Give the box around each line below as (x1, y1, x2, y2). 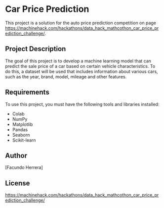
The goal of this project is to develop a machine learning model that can (5, 58, 152, 64)
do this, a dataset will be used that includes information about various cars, (5, 68, 158, 74)
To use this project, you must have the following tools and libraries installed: (5, 101, 160, 107)
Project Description (5, 45, 66, 53)
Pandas (12, 126, 28, 132)
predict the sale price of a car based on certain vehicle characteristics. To (5, 63, 156, 69)
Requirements (5, 88, 49, 97)
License (5, 179, 30, 187)
